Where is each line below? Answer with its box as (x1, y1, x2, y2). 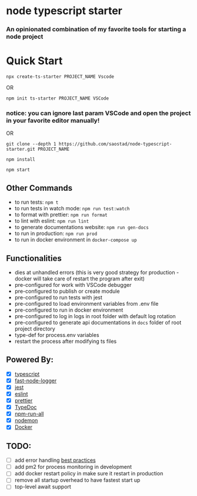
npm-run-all (14, 411, 44, 418)
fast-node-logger (14, 377, 57, 384)
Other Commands (6, 183, 73, 193)
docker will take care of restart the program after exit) (14, 275, 145, 282)
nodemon (14, 417, 38, 424)
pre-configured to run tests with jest (14, 293, 103, 301)
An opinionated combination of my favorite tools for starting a (6, 25, 186, 34)
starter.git (6, 146, 35, 153)
